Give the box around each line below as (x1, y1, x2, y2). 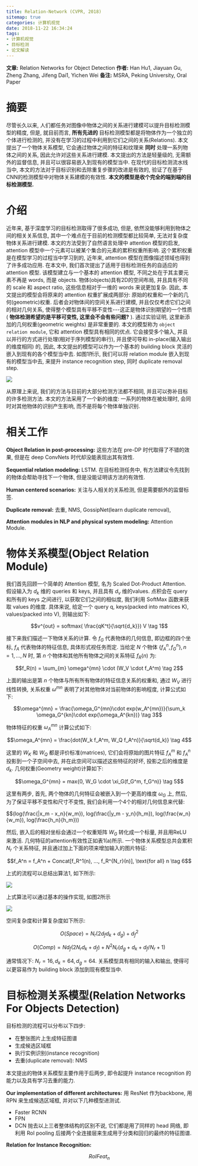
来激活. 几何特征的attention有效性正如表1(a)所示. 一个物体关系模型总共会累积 (6, 837, 193, 844)
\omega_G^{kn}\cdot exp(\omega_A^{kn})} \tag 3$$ (36, 711, 163, 718)
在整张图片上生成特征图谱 (14, 1035, 77, 1042)
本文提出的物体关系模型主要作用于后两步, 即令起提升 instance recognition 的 (6, 1069, 191, 1077)
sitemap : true (6, 14, 41, 20)
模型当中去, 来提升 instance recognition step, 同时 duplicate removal (16, 358, 183, 365)
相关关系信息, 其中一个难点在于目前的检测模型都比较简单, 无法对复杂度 (16, 232, 188, 239)
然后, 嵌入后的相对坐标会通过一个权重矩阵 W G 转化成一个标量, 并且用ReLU (6, 828, 187, 837)
